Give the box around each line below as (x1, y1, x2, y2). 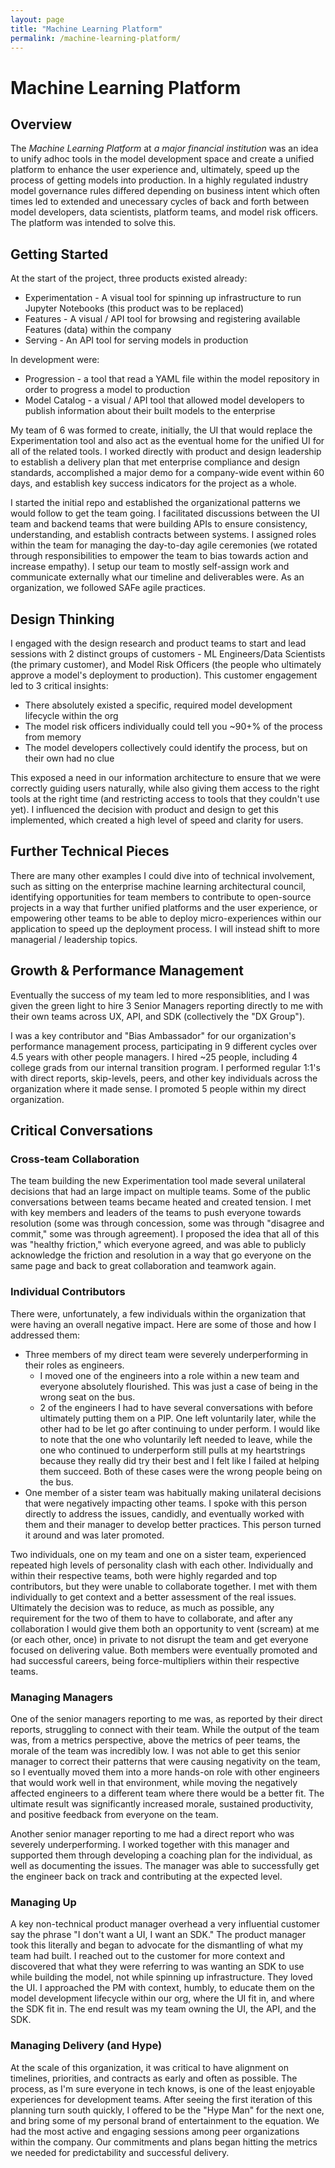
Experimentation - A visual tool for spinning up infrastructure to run (24, 292, 302, 304)
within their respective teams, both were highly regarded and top (10, 1569, 278, 1581)
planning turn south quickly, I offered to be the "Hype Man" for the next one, (10, 2104, 325, 2116)
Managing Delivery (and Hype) (10, 2039, 163, 2053)
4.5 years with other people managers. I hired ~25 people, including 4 (10, 1051, 298, 1063)
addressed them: (10, 1329, 80, 1341)
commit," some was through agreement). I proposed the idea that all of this (10, 1228, 320, 1240)
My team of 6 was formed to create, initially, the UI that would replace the (10, 424, 313, 436)
